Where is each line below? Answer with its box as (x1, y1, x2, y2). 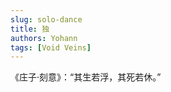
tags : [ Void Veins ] (10, 42, 92, 53)
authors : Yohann (10, 33, 78, 43)
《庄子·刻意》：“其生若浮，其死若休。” (10, 71, 162, 83)
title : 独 (10, 24, 50, 34)
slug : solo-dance (10, 14, 83, 25)
